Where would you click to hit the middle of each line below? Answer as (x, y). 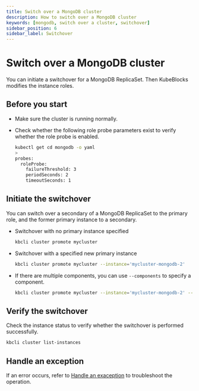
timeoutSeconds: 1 (48, 181)
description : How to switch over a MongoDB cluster (71, 17)
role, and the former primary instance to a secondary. (72, 220)
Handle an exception (45, 361)
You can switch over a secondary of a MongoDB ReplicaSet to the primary (97, 213)
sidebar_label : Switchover (40, 34)
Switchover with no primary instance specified (72, 231)
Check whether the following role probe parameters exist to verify (95, 130)
